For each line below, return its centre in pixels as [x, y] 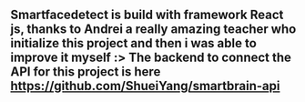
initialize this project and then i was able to [134, 43]
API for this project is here [86, 72]
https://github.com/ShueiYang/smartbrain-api [145, 86]
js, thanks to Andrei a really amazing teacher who [153, 30]
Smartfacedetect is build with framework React [147, 15]
